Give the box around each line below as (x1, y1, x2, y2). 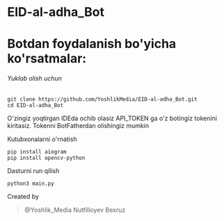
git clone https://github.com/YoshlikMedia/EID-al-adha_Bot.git (7, 95, 198, 103)
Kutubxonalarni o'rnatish (7, 135, 78, 143)
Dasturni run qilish (7, 166, 60, 174)
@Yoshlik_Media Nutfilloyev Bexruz (24, 206, 126, 214)
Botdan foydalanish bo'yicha (7, 36, 177, 52)
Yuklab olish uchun (7, 74, 63, 82)
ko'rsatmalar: (7, 51, 87, 67)
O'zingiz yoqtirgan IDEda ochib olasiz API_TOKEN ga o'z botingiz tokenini (7, 114, 218, 122)
